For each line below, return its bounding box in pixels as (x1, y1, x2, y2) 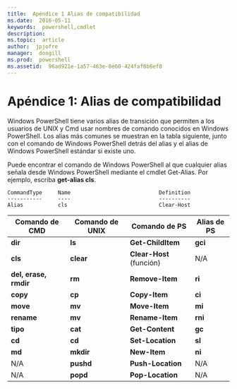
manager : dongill (7, 50, 61, 57)
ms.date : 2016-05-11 (7, 17, 71, 24)
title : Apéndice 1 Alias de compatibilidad (7, 10, 140, 18)
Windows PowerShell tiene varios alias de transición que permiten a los (7, 116, 215, 125)
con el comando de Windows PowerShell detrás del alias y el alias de (7, 139, 208, 148)
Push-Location (129, 358, 182, 368)
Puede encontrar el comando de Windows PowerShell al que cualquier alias (7, 160, 227, 169)
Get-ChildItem (129, 237, 180, 247)
